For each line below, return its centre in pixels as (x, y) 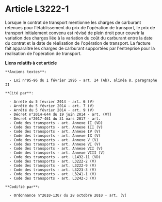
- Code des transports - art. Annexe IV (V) (55, 131)
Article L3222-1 (37, 9)
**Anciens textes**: (26, 72)
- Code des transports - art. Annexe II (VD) (56, 123)
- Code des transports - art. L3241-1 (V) (53, 174)
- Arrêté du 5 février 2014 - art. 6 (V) (52, 101)
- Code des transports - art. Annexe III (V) (56, 127)
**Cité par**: (19, 93)
